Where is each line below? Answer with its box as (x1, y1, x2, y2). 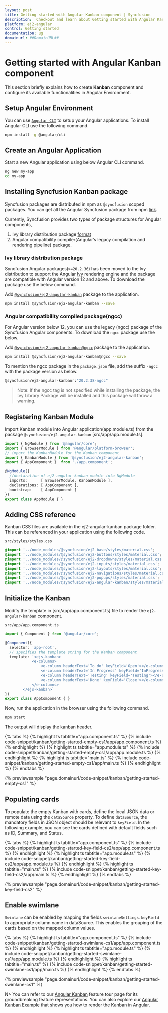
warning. (17, 398, 36, 404)
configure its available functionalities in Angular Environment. (5, 89, 131, 95)
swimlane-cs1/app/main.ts (5, 966, 59, 972)
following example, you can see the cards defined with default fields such (5, 824, 157, 830)
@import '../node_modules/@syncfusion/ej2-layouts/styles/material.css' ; (5, 566, 162, 571)
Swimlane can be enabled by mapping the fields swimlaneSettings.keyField (5, 914, 159, 920)
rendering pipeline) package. (12, 242, 72, 248)
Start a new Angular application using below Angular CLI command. (5, 159, 144, 165)
